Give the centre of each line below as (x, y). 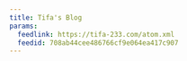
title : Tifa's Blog (46, 17)
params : (24, 26)
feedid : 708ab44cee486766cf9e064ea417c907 (98, 43)
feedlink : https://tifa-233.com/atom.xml (96, 34)
